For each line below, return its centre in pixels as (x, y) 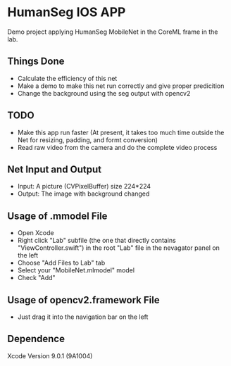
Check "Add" (36, 278)
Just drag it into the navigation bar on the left (83, 317)
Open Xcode (36, 233)
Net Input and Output (55, 169)
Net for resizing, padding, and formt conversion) (88, 140)
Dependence (36, 339)
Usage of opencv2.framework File (83, 300)
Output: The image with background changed (83, 194)
